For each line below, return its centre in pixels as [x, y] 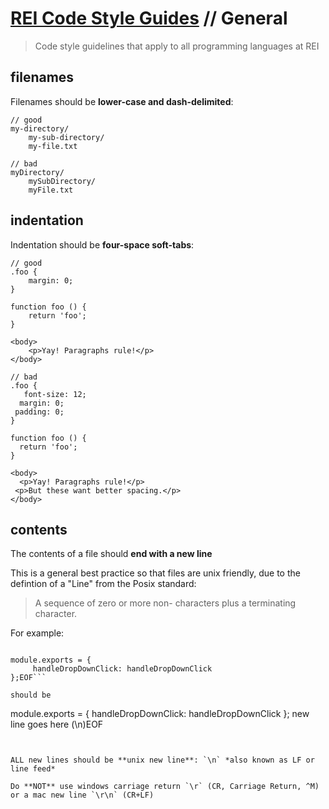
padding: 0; [39, 412]
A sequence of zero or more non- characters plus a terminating [165, 603]
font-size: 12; [55, 394]
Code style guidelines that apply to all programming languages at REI [177, 46]
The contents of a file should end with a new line [111, 554]
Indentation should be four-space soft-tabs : [102, 244]
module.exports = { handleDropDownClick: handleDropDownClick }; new [160, 714]
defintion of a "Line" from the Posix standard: [103, 584]
